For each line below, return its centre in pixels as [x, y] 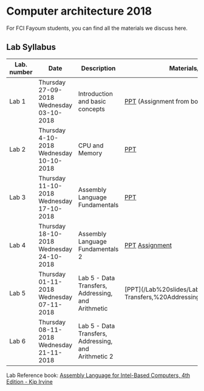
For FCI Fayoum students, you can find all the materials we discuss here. [97, 28]
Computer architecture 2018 [79, 11]
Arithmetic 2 [96, 356]
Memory [90, 153]
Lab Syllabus [31, 47]
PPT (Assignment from [157, 101]
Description [98, 68]
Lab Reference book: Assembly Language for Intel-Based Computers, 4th [98, 375]
